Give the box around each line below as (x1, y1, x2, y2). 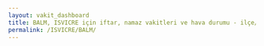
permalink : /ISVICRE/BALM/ (8, 26, 97, 34)
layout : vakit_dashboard (8, 11, 90, 19)
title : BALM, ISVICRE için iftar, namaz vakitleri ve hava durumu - (8, 19, 237, 27)
